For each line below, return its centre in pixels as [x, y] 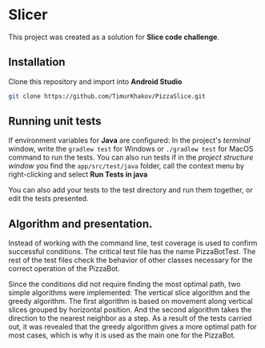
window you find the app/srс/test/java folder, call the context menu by [126, 166]
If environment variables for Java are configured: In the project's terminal [129, 140]
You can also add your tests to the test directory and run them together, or [131, 190]
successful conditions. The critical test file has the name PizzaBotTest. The [132, 252]
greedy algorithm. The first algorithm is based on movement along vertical [131, 301]
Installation [37, 62]
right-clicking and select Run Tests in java [78, 175]
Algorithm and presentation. [80, 223]
